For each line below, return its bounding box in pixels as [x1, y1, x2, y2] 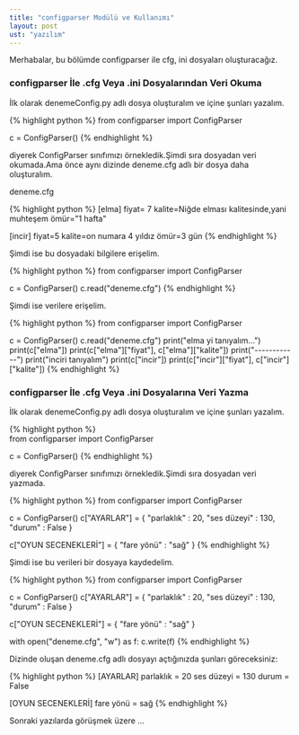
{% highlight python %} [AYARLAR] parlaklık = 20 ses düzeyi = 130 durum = [9, 670, 290, 681]
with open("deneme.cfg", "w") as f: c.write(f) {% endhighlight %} [9, 635, 250, 647]
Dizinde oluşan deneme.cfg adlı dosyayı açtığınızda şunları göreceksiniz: [9, 653, 278, 664]
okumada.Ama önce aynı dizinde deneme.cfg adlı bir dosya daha [9, 159, 250, 170]
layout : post [9, 22, 58, 31]
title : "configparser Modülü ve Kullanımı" [9, 13, 175, 22]
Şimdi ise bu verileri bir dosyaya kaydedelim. [9, 556, 175, 567]
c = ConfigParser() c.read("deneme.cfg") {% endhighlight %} [9, 282, 236, 293]
